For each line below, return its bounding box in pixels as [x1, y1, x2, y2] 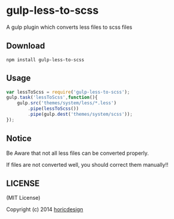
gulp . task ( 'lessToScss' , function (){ [6, 94, 98, 101]
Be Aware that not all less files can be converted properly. [6, 149, 149, 157]
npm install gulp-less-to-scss [6, 56, 85, 63]
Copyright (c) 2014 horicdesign [6, 206, 83, 213]
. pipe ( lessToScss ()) [28, 106, 79, 112]
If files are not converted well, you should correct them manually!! [6, 161, 169, 168]
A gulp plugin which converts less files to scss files [6, 23, 133, 31]
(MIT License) [6, 194, 41, 202]
